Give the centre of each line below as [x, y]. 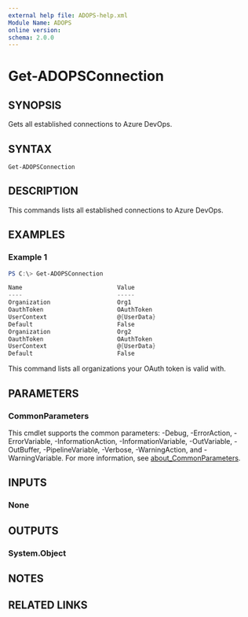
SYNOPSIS [35, 105]
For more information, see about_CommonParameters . [153, 458]
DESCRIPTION [43, 191]
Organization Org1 [70, 303]
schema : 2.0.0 [31, 37]
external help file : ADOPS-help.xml [68, 15]
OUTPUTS [33, 531]
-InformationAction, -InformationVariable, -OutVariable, [144, 441]
